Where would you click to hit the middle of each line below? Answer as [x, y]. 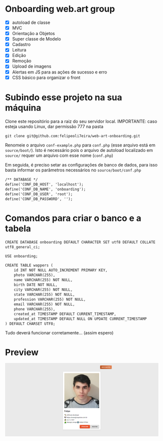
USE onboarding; [21, 256]
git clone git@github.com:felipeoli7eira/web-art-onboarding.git [72, 136]
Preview [22, 352]
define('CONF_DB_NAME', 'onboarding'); [45, 189]
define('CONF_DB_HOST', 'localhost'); [44, 184]
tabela [18, 229]
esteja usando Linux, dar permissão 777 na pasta [54, 126]
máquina [23, 108]
